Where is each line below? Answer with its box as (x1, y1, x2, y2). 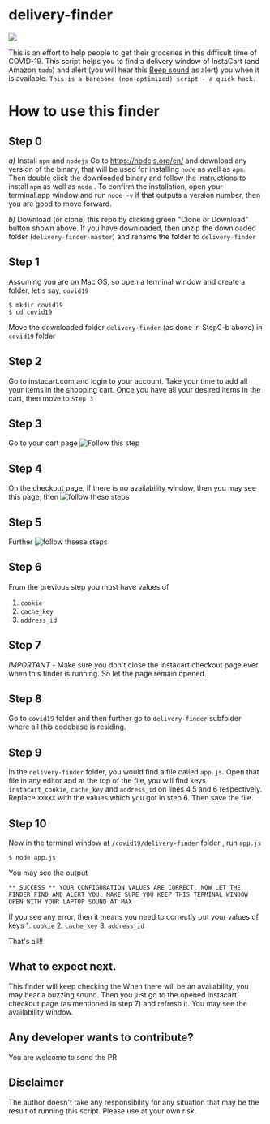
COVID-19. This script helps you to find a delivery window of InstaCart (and (8, 56, 259, 66)
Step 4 (8, 461, 43, 475)
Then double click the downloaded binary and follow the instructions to (8, 173, 246, 182)
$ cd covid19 (8, 308, 53, 316)
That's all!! (8, 937, 43, 946)
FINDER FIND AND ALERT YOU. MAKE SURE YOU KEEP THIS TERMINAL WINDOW (8, 890, 249, 899)
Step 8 (8, 692, 42, 706)
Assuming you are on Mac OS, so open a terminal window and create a (8, 277, 246, 286)
